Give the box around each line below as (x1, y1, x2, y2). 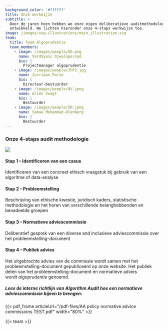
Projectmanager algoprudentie (23, 63, 86, 68)
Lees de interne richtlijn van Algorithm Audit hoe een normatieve (5, 285, 142, 291)
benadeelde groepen (5, 207, 48, 213)
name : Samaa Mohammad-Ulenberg (18, 109, 84, 115)
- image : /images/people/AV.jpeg (14, 86, 84, 91)
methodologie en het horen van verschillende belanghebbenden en (5, 202, 143, 208)
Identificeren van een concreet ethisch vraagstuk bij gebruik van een (5, 169, 147, 175)
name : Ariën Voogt (18, 91, 57, 96)
